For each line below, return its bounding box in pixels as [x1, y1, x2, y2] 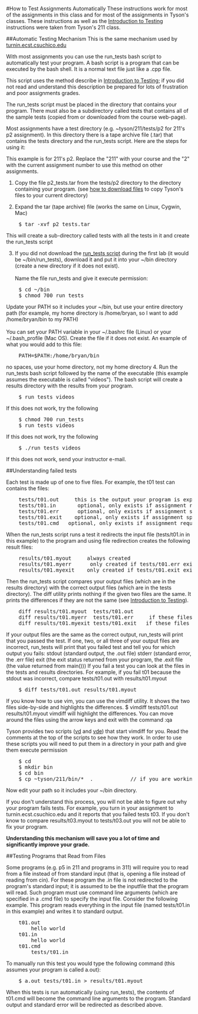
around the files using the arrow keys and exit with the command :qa [6, 716, 173, 723]
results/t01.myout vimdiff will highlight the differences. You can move [6, 710, 174, 717]
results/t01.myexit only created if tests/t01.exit [18, 567, 181, 573]
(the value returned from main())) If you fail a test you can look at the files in [6, 663, 190, 669]
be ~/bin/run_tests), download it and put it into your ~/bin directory [14, 256, 177, 263]
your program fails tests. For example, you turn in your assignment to [6, 804, 174, 811]
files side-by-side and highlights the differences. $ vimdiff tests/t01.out [6, 704, 179, 710]
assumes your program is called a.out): [6, 966, 101, 973]
